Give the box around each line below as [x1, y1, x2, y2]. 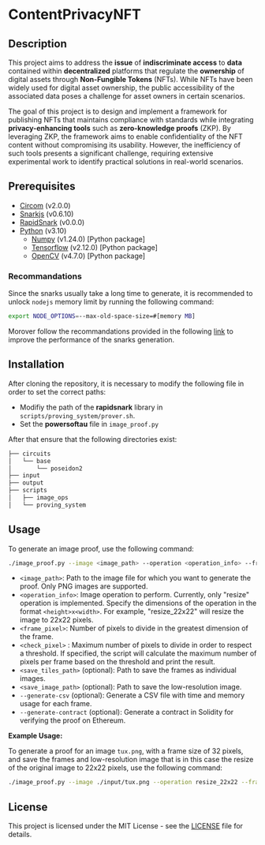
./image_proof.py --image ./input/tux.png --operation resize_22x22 [8, 779, 238, 787]
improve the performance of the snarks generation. [8, 335, 175, 344]
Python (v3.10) [19, 226, 67, 235]
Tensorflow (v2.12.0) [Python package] [31, 242, 158, 252]
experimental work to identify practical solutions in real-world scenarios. [8, 157, 244, 166]
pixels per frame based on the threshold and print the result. [19, 657, 215, 667]
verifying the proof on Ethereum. [19, 716, 126, 725]
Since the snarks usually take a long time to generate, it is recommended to [8, 289, 253, 298]
